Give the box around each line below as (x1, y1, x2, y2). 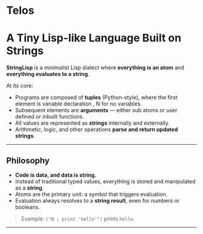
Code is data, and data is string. (14, 171, 97, 179)
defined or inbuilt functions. (14, 113, 85, 121)
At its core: (6, 82, 33, 89)
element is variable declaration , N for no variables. (14, 100, 142, 107)
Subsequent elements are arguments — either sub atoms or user (14, 107, 178, 114)
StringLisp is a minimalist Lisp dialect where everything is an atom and (6, 64, 184, 71)
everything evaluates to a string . (6, 71, 89, 78)
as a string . (14, 184, 44, 191)
